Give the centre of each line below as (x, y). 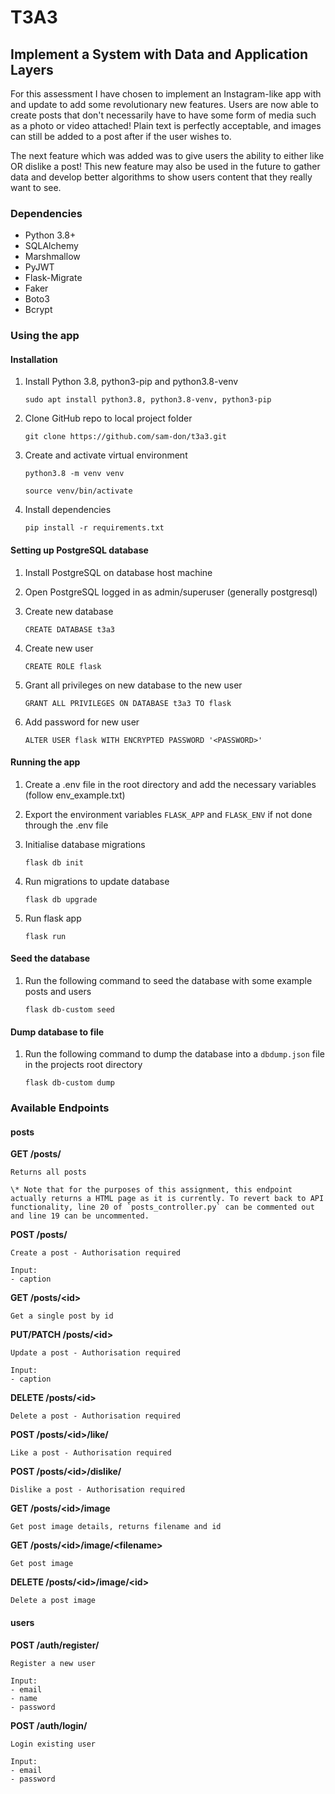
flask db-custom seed (69, 1010)
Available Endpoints (60, 1108)
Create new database (69, 611)
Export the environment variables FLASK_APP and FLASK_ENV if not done (168, 814)
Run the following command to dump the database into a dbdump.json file (174, 1054)
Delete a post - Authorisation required (96, 1416)
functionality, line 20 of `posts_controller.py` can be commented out (162, 1207)
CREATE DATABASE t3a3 (69, 629)
